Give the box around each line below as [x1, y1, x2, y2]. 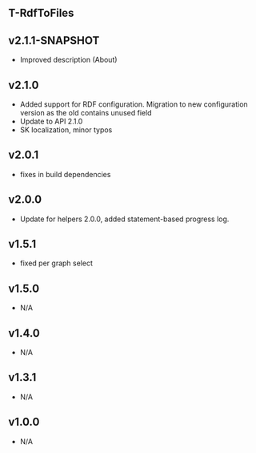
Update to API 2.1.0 [19, 116, 83, 127]
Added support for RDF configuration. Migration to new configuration [19, 99, 248, 109]
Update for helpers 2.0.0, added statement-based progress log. [19, 214, 230, 224]
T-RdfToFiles [8, 6, 74, 20]
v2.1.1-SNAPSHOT [8, 34, 100, 47]
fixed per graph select [19, 258, 94, 268]
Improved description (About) [19, 55, 118, 65]
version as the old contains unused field [19, 108, 152, 118]
